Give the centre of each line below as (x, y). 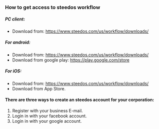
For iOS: (13, 71)
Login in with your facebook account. (49, 116)
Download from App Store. (39, 88)
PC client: (15, 19)
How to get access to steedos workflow (53, 7)
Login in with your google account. (47, 121)
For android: (18, 43)
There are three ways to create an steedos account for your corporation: (80, 100)
